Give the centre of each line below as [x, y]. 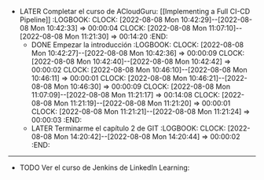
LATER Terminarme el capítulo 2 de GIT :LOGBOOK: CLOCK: [128, 128]
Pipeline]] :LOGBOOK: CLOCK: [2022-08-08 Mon [99, 20]
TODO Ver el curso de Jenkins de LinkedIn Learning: [104, 167]
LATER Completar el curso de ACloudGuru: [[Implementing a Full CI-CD [135, 11]
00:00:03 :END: [57, 120]
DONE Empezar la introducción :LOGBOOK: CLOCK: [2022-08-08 [137, 45]
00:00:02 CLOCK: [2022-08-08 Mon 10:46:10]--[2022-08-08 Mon [139, 70]
